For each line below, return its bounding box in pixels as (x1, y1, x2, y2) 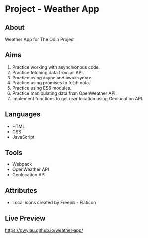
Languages (5, 110, 41, 119)
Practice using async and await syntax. (12, 75, 93, 80)
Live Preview (5, 214, 46, 222)
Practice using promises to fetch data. (12, 79, 90, 85)
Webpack (12, 161, 32, 167)
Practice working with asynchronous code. (12, 64, 100, 70)
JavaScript (12, 134, 35, 140)
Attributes (5, 186, 37, 195)
